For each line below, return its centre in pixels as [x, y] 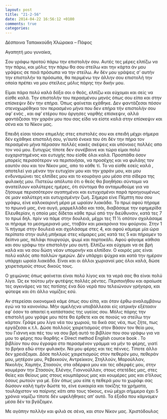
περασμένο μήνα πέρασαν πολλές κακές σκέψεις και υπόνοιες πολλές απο [84, 144]
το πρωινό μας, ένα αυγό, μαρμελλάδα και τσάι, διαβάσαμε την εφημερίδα [83, 208]
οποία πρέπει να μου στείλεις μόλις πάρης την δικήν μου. [65, 83]
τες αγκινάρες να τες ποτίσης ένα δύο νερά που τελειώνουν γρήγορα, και [83, 286]
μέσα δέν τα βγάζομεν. [29, 402]
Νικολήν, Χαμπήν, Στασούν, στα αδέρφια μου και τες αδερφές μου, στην [81, 365]
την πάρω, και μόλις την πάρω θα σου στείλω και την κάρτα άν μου [76, 67]
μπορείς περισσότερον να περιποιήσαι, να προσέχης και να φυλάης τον [80, 160]
